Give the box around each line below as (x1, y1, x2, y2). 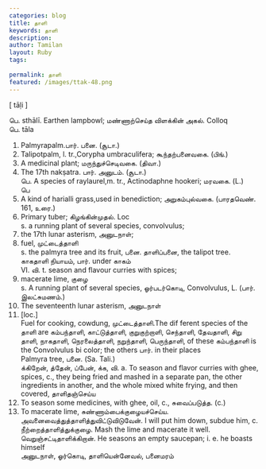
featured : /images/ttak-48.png (9, 78, 113, 86)
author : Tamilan (9, 41, 63, 49)
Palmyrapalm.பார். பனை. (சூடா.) (20, 140, 120, 149)
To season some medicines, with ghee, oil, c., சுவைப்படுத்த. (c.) (20, 397, 226, 407)
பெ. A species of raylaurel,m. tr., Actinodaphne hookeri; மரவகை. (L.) (20, 176, 245, 185)
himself (20, 442, 45, 452)
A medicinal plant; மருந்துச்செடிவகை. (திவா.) (20, 158, 162, 168)
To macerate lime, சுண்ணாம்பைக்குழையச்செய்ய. (20, 406, 169, 416)
